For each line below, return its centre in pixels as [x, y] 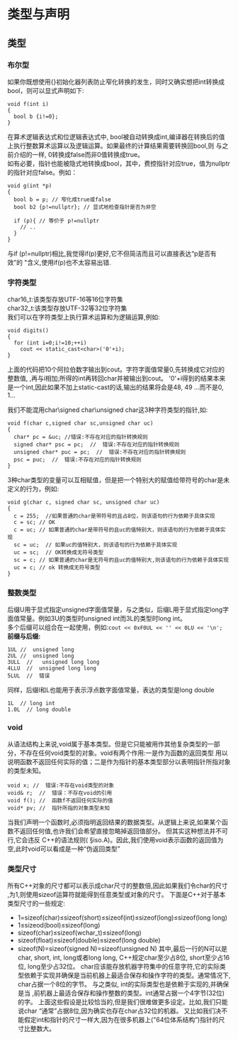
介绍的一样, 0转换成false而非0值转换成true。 [78, 154]
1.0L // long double [39, 710]
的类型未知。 [26, 771]
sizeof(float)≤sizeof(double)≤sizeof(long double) [89, 940]
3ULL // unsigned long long [53, 662]
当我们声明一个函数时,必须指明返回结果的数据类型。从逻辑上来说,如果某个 [115, 822]
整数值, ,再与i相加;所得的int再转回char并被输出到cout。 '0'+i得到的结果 [110, 379]
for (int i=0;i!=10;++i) [50, 343]
